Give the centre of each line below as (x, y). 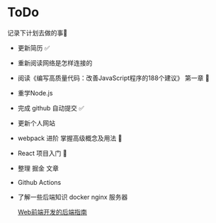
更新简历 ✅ (34, 47)
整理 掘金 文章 (38, 168)
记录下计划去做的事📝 (38, 33)
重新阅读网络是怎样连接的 (55, 63)
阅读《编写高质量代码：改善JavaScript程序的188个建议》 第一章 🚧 (114, 78)
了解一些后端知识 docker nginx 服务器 (73, 197)
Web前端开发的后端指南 (52, 212)
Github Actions (39, 182)
